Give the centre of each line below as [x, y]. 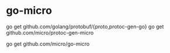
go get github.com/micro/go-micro [48, 44]
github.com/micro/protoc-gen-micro [50, 32]
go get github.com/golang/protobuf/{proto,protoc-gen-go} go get [85, 26]
